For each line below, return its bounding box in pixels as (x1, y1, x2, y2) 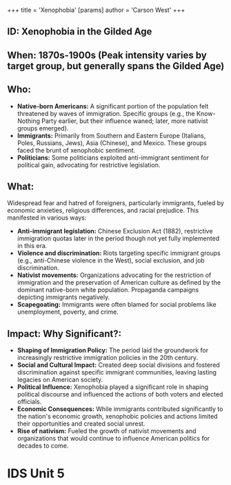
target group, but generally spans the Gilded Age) (7, 60, 225, 72)
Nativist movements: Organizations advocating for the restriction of (17, 271, 212, 279)
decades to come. (17, 441, 69, 450)
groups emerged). (17, 124, 69, 132)
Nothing (17, 117, 40, 125)
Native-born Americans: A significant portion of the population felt (17, 102, 209, 110)
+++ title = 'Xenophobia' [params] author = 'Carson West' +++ (7, 6, 185, 14)
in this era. (17, 242, 48, 250)
